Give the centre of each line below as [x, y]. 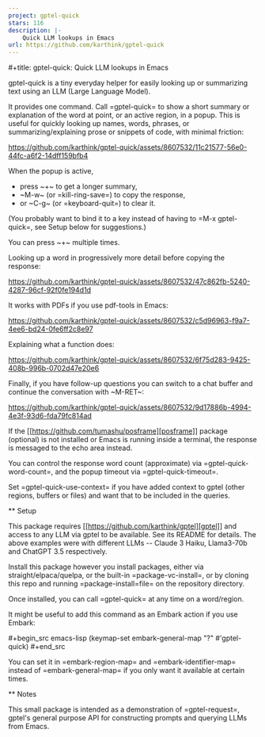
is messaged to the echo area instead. [70, 448]
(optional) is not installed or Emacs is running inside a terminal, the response [132, 440]
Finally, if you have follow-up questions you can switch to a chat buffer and [131, 384]
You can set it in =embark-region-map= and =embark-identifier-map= [122, 662]
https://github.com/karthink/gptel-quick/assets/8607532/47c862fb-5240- [129, 281]
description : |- [35, 30]
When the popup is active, [51, 171]
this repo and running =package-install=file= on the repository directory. [127, 584]
